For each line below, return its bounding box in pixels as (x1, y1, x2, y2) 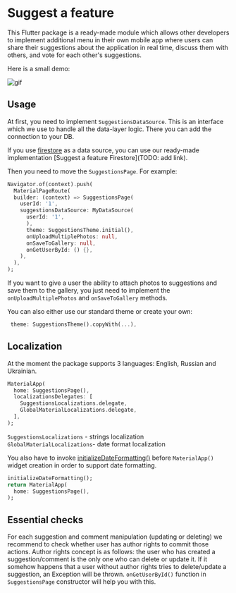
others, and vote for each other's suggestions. (7, 51, 142, 59)
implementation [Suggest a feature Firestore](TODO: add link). (7, 153, 188, 161)
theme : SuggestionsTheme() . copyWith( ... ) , (10, 321, 137, 328)
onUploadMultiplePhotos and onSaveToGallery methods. (7, 294, 168, 302)
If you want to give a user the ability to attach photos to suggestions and (7, 279, 217, 287)
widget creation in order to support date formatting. (7, 460, 157, 470)
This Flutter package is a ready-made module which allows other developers (7, 28, 230, 37)
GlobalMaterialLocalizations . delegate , (20, 407, 137, 414)
